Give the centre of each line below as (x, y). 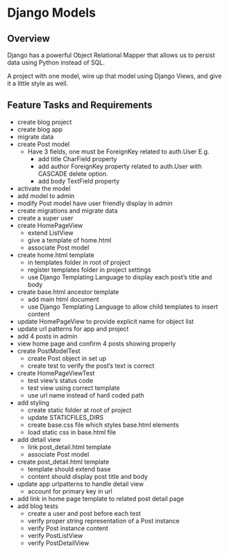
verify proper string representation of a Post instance (103, 521)
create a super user (45, 218)
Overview (29, 39)
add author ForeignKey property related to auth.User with (120, 166)
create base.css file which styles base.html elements (103, 425)
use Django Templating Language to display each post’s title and (120, 277)
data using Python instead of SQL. (56, 63)
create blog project (44, 122)
